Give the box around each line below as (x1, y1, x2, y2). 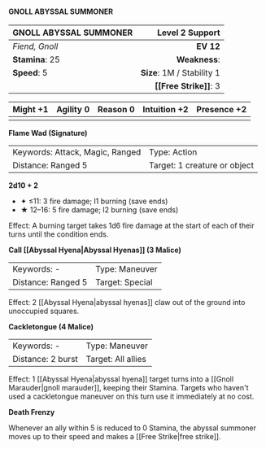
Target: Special (94, 277, 153, 288)
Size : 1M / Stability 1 (140, 68, 221, 79)
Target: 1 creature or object (149, 159, 255, 171)
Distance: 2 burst (12, 354, 79, 365)
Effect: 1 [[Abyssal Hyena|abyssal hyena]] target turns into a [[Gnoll (8, 374, 234, 384)
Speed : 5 (12, 68, 48, 79)
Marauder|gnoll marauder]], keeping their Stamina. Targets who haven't (8, 383, 250, 393)
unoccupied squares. (8, 306, 80, 316)
